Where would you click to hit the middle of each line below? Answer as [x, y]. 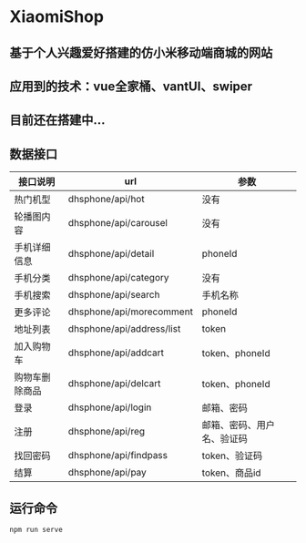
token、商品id [231, 473]
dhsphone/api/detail [111, 254]
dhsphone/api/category [118, 278]
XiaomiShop [57, 17]
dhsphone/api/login [110, 407]
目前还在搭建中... [58, 120]
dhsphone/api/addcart [116, 353]
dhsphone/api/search [114, 295]
